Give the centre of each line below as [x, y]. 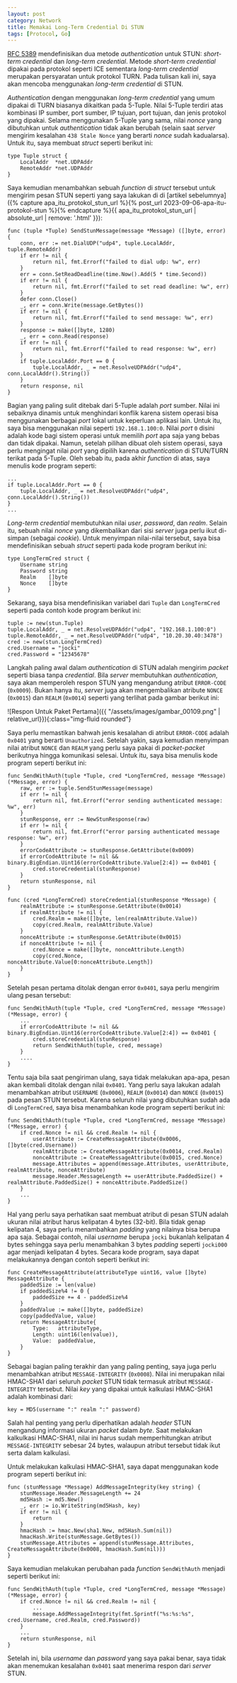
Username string [44, 565]
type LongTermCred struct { [49, 559]
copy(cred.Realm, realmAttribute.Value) [93, 925]
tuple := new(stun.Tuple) [45, 624]
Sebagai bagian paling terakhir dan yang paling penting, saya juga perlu [112, 1367]
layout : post [27, 14]
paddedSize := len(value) [58, 1285]
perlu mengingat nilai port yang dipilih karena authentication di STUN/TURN [118, 451]
